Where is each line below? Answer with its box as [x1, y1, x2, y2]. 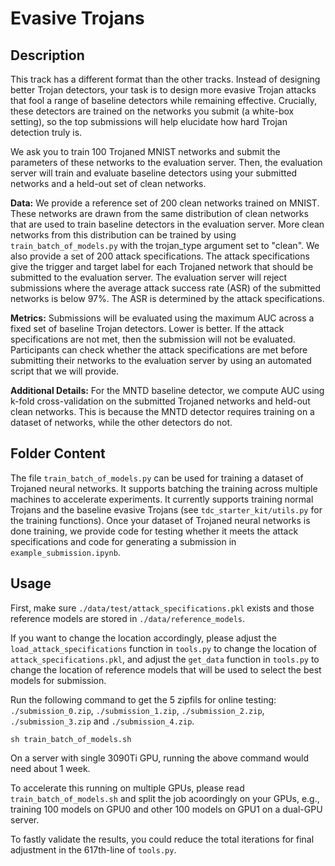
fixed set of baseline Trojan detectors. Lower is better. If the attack [10, 323, 285, 334]
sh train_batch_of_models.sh [10, 734, 132, 744]
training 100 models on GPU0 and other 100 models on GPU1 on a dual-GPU [10, 803, 323, 815]
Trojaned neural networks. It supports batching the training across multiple [10, 482, 318, 494]
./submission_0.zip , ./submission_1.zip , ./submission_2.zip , [10, 704, 265, 716]
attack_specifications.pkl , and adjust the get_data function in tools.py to [10, 653, 320, 665]
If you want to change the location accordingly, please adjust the [10, 632, 277, 644]
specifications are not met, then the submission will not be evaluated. [10, 333, 296, 345]
